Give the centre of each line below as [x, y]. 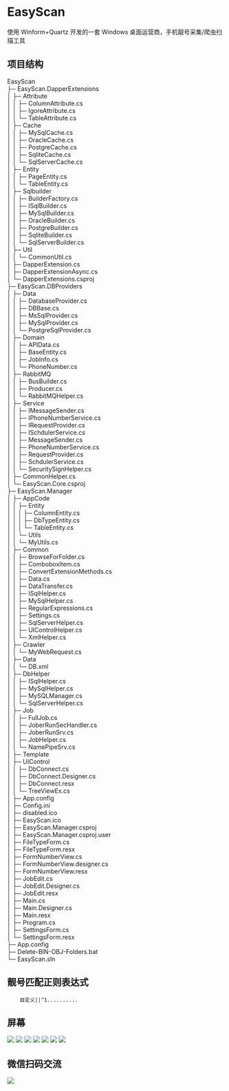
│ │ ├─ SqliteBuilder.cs [40, 235]
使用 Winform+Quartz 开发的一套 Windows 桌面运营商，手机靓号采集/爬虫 [112, 32]
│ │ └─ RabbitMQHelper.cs [45, 396]
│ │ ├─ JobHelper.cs [37, 739]
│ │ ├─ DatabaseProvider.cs [47, 301]
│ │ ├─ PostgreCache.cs [42, 147]
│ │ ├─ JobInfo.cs [33, 359]
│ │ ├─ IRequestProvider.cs [46, 425]
